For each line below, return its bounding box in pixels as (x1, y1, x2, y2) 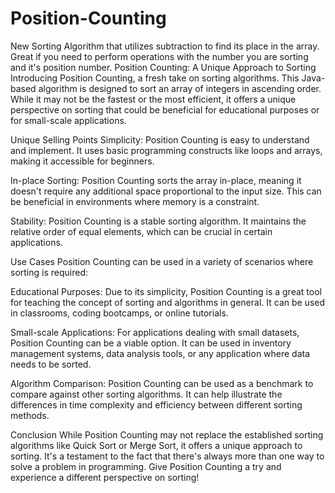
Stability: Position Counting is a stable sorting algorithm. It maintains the (10, 215, 307, 227)
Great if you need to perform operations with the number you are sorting (10, 50, 309, 62)
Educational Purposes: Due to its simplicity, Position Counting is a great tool (10, 285, 322, 297)
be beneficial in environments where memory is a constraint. (10, 195, 260, 207)
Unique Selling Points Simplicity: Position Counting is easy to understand (10, 133, 310, 146)
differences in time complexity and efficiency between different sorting (10, 398, 303, 411)
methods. (10, 409, 50, 421)
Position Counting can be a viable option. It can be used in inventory (10, 337, 292, 349)
